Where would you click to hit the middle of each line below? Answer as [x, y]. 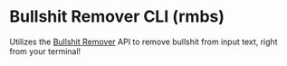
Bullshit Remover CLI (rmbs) [117, 17]
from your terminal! [45, 51]
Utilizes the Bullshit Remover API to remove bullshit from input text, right [143, 42]
